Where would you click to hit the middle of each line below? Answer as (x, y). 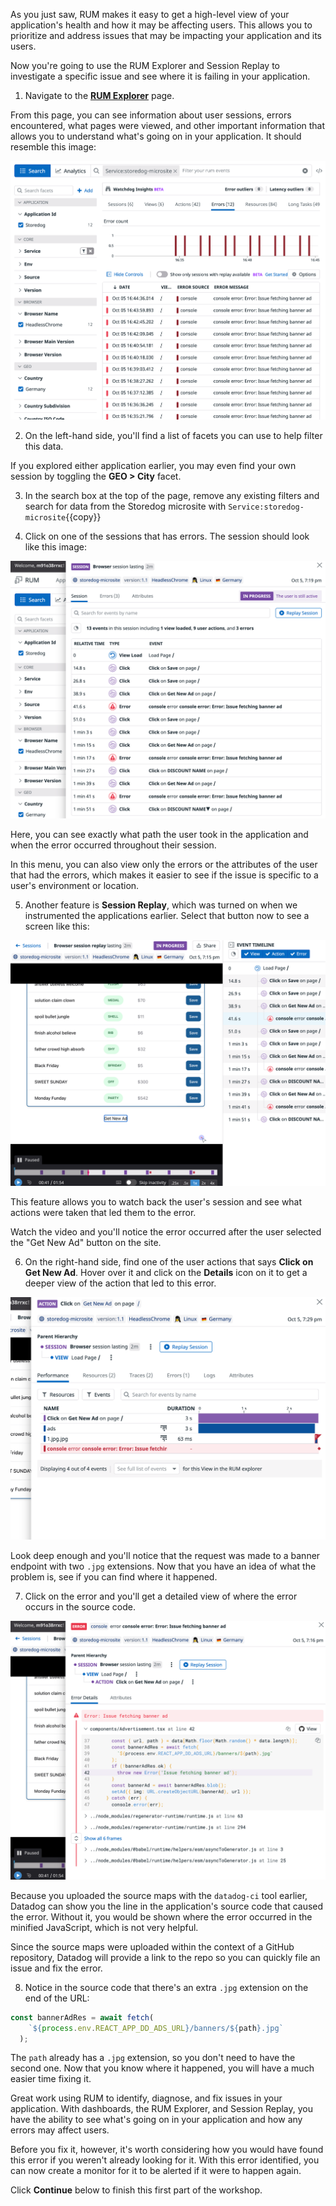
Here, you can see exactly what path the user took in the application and (159, 835)
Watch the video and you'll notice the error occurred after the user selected (166, 1232)
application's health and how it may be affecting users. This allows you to (161, 25)
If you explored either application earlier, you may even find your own (153, 465)
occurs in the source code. (80, 1607)
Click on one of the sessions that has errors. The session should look (167, 536)
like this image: (55, 546)
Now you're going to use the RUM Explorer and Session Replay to (145, 65)
